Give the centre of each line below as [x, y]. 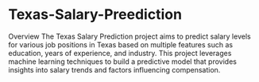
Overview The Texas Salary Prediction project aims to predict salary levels [130, 36]
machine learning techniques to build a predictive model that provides [122, 61]
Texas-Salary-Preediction [95, 15]
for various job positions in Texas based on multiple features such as [120, 44]
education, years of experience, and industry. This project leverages [120, 53]
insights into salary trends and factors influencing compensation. [114, 69]
